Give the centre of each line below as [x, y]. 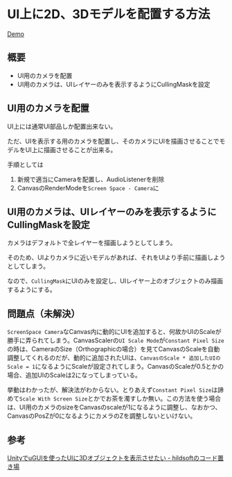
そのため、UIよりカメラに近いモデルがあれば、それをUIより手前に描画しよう [116, 258]
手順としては [25, 165]
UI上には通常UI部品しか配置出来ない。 [62, 126]
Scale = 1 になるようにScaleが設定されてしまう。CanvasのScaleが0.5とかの [116, 367]
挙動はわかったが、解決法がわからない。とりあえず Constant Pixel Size [109, 390]
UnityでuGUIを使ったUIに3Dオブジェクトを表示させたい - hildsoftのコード [113, 458]
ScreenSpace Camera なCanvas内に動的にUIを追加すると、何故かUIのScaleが [114, 332]
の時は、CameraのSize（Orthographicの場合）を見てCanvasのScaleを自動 [114, 349]
